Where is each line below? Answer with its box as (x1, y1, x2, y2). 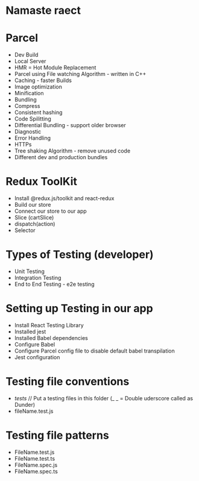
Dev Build (14, 51, 39, 58)
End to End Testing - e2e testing (14, 281, 95, 288)
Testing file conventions (5, 375, 130, 389)
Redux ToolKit (5, 175, 78, 189)
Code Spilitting (14, 115, 52, 122)
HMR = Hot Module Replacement (14, 64, 96, 71)
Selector (14, 227, 36, 234)
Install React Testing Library (14, 321, 84, 329)
